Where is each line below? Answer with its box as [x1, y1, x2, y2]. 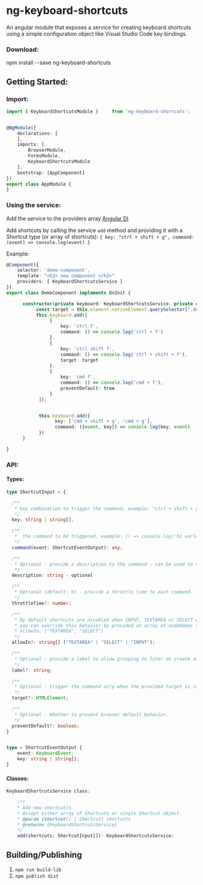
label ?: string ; [11, 667, 53, 673]
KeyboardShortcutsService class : [6, 788, 91, 794]
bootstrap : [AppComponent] [17, 170, 85, 176]
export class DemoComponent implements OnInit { [6, 290, 131, 296]
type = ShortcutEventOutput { [6, 744, 83, 751]
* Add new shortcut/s [17, 804, 71, 810]
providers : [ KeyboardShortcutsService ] [17, 279, 123, 285]
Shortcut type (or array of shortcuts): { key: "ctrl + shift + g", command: [6, 233, 195, 240]
